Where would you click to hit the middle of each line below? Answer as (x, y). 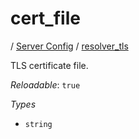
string (38, 124)
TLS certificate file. (49, 65)
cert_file (45, 18)
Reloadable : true (45, 84)
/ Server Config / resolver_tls (69, 46)
